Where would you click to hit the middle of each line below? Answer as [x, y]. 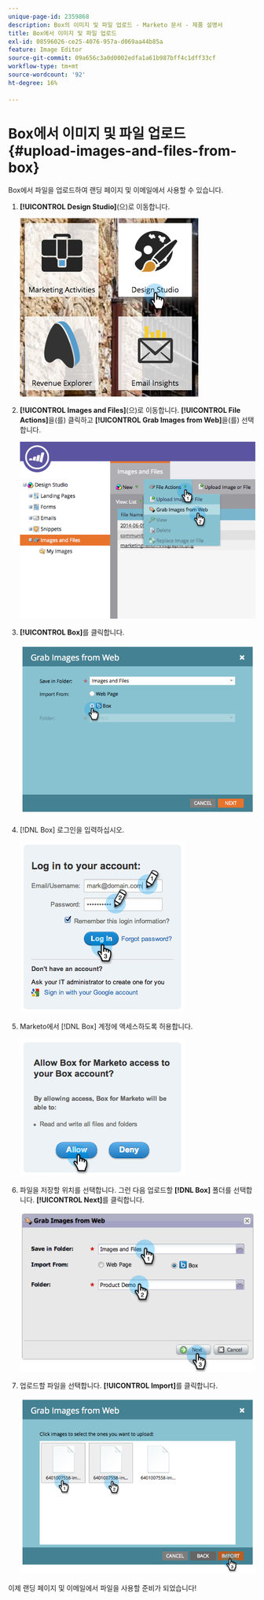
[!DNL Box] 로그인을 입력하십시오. [72, 830]
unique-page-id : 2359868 [49, 17]
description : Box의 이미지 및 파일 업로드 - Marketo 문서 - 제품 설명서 [115, 25]
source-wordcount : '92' [47, 75]
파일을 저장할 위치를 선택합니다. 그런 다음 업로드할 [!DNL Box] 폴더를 [125, 1190]
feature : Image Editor [45, 50]
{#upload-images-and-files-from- [123, 151]
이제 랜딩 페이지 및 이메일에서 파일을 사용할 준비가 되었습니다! [103, 1588]
